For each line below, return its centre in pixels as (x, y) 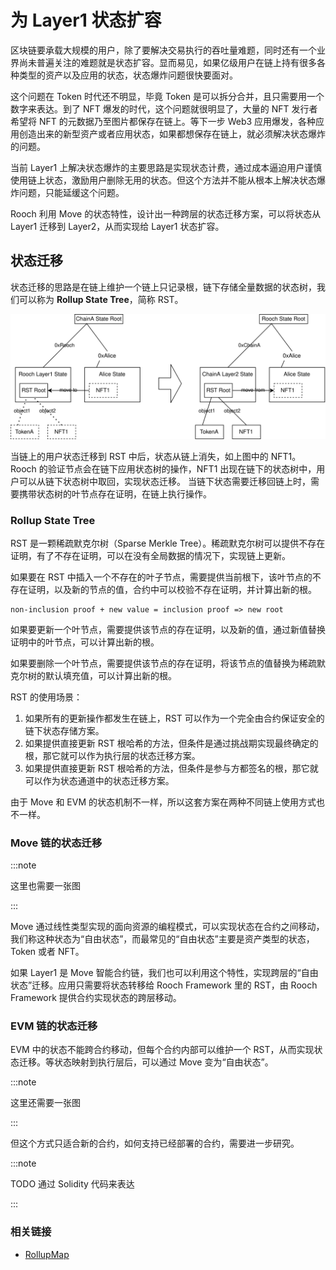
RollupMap (47, 1254)
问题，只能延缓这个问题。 (71, 192)
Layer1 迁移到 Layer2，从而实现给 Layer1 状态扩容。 (117, 226)
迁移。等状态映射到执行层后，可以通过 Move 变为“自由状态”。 (146, 1062)
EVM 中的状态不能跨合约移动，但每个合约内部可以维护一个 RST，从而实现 (162, 1050)
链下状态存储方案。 (64, 730)
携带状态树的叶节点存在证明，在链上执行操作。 (115, 493)
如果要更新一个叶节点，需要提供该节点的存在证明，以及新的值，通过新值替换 (168, 629)
